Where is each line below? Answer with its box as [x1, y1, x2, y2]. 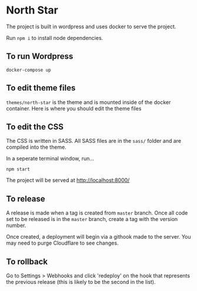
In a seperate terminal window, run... [6, 155, 95, 162]
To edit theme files [6, 83, 76, 93]
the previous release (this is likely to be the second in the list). [6, 279, 156, 285]
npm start [6, 166, 31, 172]
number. [6, 222, 26, 229]
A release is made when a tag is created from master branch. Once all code [6, 209, 188, 216]
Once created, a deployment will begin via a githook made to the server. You [6, 233, 191, 240]
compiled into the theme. [6, 143, 66, 150]
